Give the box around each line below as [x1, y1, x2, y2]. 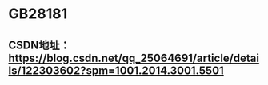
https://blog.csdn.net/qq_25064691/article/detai [8, 51, 260, 64]
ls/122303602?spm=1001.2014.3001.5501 [8, 64, 224, 77]
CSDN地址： [8, 38, 70, 52]
